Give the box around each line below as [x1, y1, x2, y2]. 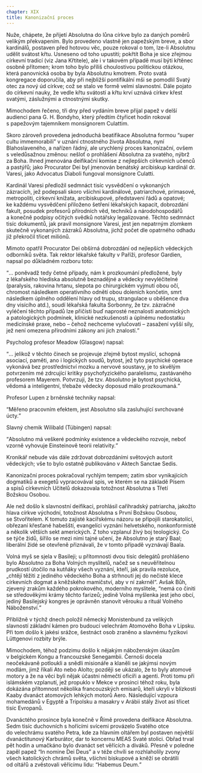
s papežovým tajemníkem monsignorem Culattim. [6, 119, 129, 127]
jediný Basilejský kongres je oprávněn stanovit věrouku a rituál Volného [6, 597, 183, 605]
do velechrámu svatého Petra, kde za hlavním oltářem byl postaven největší [6, 728, 194, 736]
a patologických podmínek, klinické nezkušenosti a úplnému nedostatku [6, 314, 185, 321]
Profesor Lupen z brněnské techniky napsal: [6, 393, 116, 401]
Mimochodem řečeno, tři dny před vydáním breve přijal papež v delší [6, 107, 177, 114]
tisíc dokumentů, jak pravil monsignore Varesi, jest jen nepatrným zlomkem [6, 220, 192, 227]
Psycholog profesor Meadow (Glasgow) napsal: [6, 339, 125, 346]
